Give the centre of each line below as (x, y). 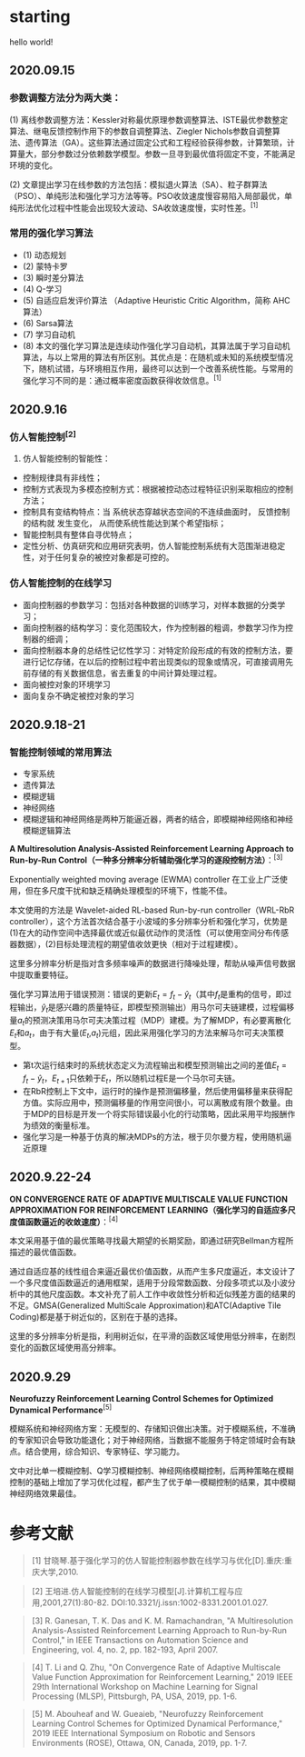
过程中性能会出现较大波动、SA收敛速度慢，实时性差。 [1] (153, 206)
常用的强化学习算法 (51, 234)
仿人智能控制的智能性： (66, 459)
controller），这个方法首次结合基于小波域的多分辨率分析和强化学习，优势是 (148, 922)
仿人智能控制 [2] (43, 436)
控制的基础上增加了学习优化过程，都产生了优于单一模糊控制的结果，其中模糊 (152, 1482)
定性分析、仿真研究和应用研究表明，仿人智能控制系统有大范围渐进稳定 (154, 546)
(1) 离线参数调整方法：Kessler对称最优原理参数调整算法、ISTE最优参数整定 (149, 119)
